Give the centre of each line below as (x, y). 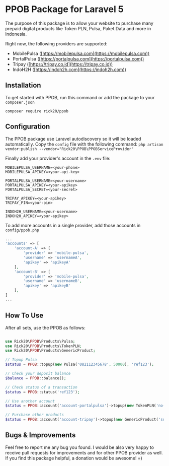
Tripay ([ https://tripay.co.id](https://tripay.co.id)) (63, 64)
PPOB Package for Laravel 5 (65, 9)
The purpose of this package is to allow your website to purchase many (79, 23)
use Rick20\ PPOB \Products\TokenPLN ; (44, 346)
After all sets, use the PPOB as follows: (45, 327)
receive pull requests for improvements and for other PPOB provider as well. (84, 452)
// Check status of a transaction (41, 387)
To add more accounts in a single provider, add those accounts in (73, 225)
